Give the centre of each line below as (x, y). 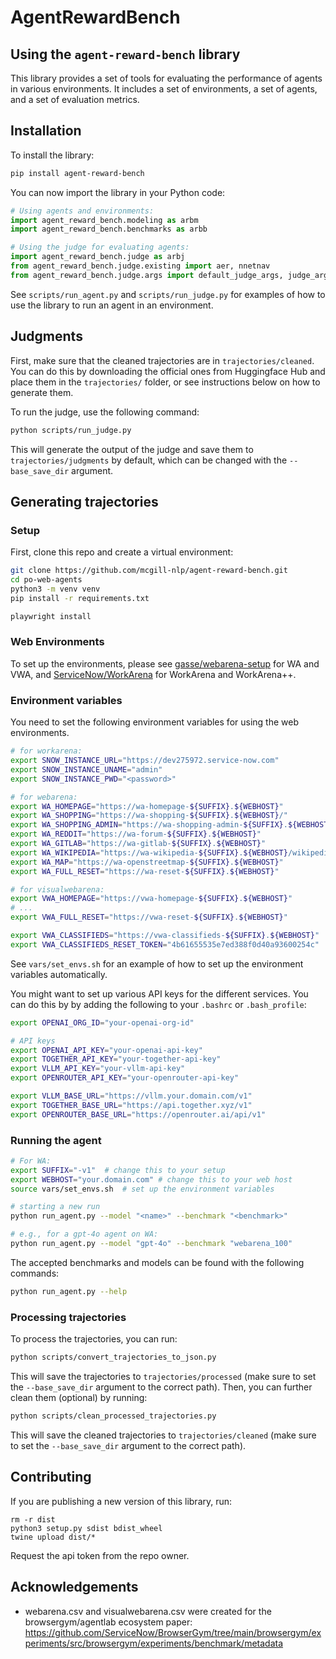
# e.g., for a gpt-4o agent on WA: (84, 1234)
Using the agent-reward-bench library (125, 54)
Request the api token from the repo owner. (100, 1555)
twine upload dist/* (53, 1537)
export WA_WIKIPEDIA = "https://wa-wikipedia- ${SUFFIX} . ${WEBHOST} (149, 852)
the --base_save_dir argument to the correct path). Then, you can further (161, 1387)
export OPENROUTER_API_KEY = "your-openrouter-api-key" (125, 1078)
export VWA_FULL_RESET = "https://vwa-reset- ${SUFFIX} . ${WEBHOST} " (149, 917)
